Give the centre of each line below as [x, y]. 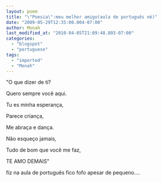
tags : [13, 55]
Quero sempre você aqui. [36, 93]
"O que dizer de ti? [29, 82]
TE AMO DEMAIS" [28, 162]
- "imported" [27, 60]
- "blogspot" [27, 44]
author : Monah [23, 28]
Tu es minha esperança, [35, 105]
